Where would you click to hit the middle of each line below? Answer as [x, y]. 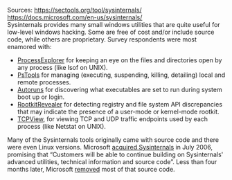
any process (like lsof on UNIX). [63, 67]
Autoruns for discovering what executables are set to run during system [120, 90]
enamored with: [29, 47]
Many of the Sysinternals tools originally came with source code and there [113, 140]
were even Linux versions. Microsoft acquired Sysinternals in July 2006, [110, 147]
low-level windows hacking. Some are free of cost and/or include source [111, 32]
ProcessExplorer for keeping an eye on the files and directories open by [119, 60]
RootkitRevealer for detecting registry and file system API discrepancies [120, 104]
